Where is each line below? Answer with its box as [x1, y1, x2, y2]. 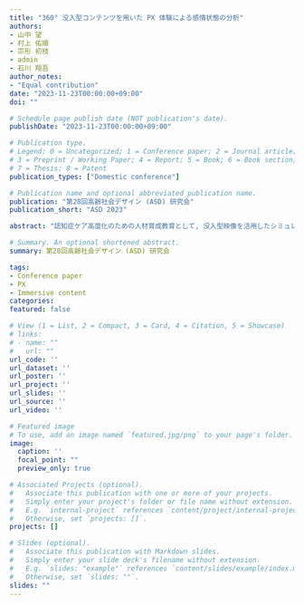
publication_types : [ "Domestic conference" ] [9, 172, 180, 181]
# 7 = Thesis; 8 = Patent [9, 164, 107, 173]
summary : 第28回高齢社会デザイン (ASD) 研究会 [9, 246, 170, 255]
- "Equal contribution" [9, 81, 100, 90]
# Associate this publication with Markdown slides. [9, 547, 221, 557]
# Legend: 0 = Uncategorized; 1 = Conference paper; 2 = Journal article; [9, 147, 298, 157]
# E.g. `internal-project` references [9, 505, 165, 514]
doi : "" [9, 97, 39, 107]
